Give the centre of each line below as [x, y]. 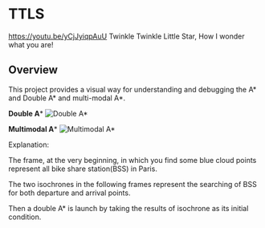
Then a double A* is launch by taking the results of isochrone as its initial [128, 208]
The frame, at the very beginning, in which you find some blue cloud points [132, 160]
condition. [25, 217]
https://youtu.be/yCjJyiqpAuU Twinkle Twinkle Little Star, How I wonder [126, 36]
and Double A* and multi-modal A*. [67, 98]
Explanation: [29, 145]
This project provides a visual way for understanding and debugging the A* [132, 89]
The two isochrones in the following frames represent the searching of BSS [132, 184]
